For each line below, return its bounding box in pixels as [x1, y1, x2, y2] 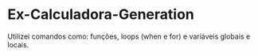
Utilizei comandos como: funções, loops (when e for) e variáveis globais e [7, 32, 251, 41]
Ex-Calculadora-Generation [7, 6, 194, 24]
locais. [7, 39, 29, 49]
